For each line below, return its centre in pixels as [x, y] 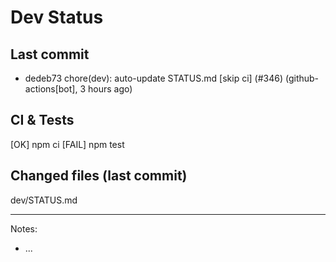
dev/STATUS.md [44, 200]
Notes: [24, 228]
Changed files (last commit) [99, 176]
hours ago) [110, 89]
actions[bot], [51, 89]
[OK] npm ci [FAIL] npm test [67, 144]
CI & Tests [42, 120]
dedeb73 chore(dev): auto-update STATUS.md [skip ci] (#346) [154, 78]
